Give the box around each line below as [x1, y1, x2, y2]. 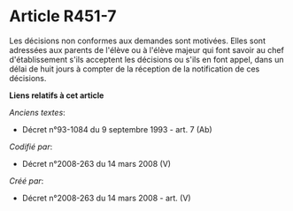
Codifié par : [9, 141, 53, 152]
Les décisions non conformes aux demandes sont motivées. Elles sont [9, 35, 266, 46]
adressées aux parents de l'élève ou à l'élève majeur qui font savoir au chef [9, 44, 285, 55]
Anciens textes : [9, 107, 66, 117]
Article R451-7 [9, 6, 117, 26]
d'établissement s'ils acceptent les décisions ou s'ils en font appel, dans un [9, 54, 284, 64]
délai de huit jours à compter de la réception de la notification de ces [9, 64, 260, 74]
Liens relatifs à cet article [9, 90, 104, 101]
